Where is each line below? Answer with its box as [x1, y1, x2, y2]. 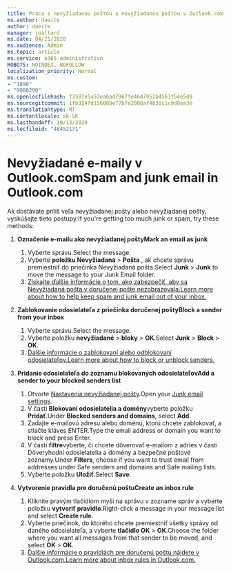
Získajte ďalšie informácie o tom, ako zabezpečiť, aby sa [27, 278, 188, 286]
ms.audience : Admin [7, 42, 63, 49]
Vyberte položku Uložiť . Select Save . [27, 470, 132, 479]
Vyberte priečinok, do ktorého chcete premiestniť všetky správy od [27, 519, 219, 527]
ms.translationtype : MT [7, 106, 76, 113]
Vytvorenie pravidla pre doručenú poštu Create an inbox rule [17, 484, 194, 492]
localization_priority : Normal [7, 68, 97, 74]
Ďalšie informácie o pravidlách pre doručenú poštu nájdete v [27, 549, 200, 557]
